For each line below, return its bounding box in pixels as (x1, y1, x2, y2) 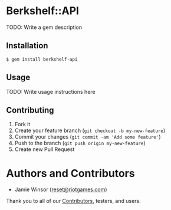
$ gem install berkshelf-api (6, 56, 78, 63)
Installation (6, 41, 48, 51)
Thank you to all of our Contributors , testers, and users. (6, 198, 142, 205)
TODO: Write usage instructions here (6, 88, 96, 95)
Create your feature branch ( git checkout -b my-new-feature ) (14, 127, 166, 134)
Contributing (6, 105, 54, 115)
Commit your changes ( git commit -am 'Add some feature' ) (14, 133, 161, 140)
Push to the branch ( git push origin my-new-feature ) (14, 140, 146, 147)
